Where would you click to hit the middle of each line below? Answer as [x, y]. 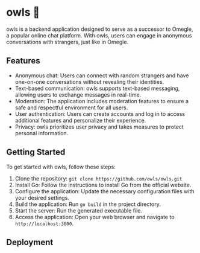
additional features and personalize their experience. [80, 120]
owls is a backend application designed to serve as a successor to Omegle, [100, 29]
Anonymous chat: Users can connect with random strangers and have [102, 75]
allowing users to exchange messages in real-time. [78, 94]
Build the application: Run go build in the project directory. [88, 204]
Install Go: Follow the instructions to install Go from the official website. [103, 185]
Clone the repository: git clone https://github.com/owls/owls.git [98, 178]
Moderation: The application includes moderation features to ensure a [102, 101]
